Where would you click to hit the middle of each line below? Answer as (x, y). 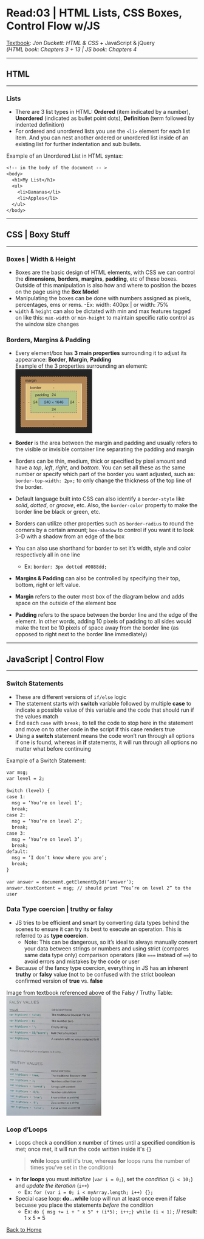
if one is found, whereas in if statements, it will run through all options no (106, 742)
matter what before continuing (53, 748)
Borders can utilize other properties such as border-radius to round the (104, 524)
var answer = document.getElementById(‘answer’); (70, 882)
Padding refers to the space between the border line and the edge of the (106, 615)
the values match (37, 716)
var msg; (17, 772)
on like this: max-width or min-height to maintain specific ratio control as (105, 318)
